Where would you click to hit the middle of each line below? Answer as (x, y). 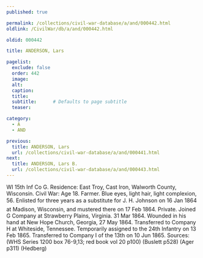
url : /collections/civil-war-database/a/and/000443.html (86, 170)
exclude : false (31, 68)
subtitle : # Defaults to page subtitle (69, 102)
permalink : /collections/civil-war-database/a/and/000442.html (89, 23)
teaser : (22, 108)
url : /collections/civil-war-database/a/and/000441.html (86, 153)
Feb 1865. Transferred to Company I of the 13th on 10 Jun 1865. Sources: (98, 235)
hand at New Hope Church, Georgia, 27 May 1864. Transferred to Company (101, 222)
